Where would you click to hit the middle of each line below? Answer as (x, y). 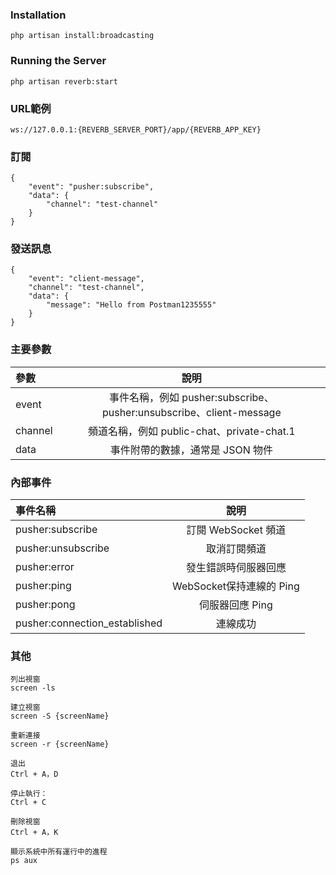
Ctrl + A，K (34, 833)
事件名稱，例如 (144, 397)
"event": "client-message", (86, 279)
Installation (38, 15)
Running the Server (58, 61)
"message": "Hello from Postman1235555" (131, 305)
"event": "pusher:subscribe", (91, 187)
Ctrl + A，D (34, 774)
